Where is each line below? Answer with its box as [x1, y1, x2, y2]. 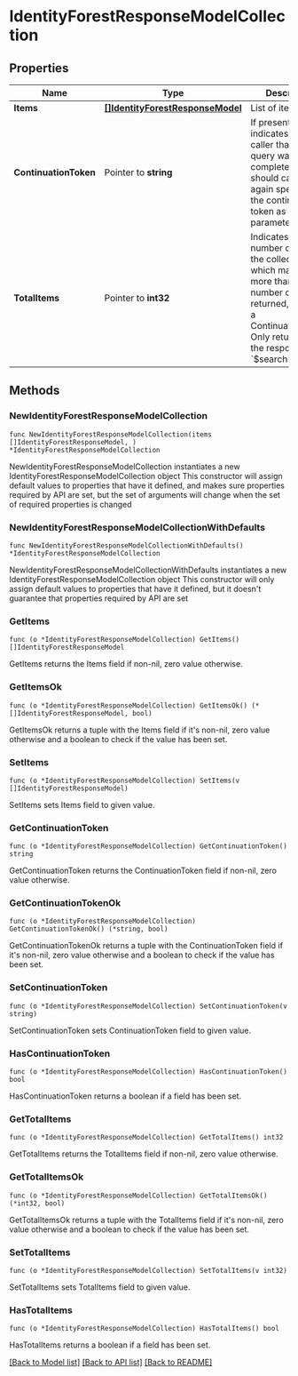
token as [250, 205, 286, 217]
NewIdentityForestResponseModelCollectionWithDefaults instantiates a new [9, 564, 287, 575]
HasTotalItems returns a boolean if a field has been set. [9, 1340, 211, 1350]
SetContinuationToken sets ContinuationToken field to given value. [9, 1025, 251, 1036]
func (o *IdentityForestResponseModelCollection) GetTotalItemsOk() [9, 1191, 268, 1200]
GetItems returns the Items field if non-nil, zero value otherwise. [9, 659, 243, 669]
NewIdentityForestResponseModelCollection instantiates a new [9, 460, 241, 472]
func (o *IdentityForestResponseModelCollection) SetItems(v [9, 776, 240, 785]
